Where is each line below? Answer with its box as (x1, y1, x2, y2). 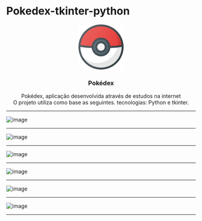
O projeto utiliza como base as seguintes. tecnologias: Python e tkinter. (13, 99, 189, 106)
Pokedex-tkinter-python (6, 4, 130, 18)
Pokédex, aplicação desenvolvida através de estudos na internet (20, 92, 182, 100)
